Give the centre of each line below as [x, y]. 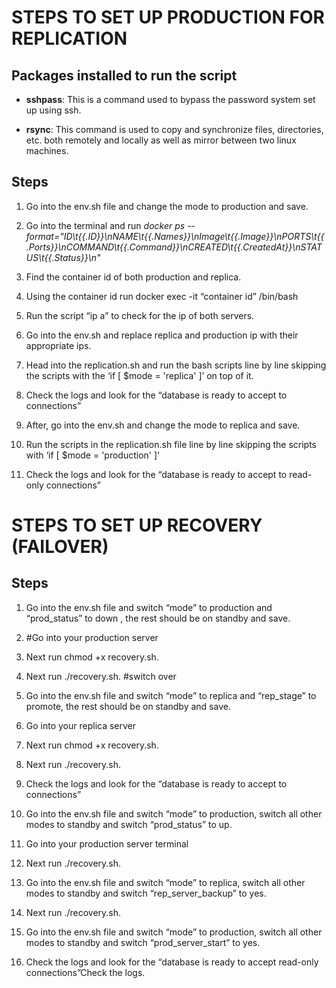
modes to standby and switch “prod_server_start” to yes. [143, 942]
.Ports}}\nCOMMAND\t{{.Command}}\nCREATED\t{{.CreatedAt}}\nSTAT [174, 247]
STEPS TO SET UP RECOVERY [137, 525]
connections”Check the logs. [85, 972]
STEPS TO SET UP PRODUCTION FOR [168, 17]
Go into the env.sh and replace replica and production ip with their [162, 335]
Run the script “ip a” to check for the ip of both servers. [140, 315]
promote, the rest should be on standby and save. [128, 706]
